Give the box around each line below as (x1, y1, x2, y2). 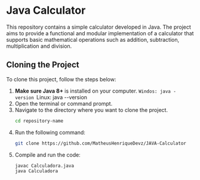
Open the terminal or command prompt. (14, 100, 113, 107)
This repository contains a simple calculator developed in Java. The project (6, 23, 191, 30)
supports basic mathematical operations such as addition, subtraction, (6, 36, 180, 43)
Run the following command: (14, 129, 85, 136)
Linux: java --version (36, 93, 88, 100)
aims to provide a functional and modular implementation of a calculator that (6, 29, 194, 36)
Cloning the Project (6, 60, 79, 70)
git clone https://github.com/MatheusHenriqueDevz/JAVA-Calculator (14, 140, 186, 147)
